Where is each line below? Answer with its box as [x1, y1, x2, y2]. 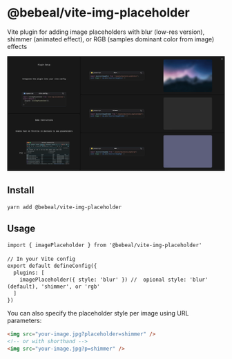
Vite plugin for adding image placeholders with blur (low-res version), [7, 28, 205, 36]
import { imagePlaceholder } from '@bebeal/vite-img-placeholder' [7, 242, 202, 249]
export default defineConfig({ [7, 262, 97, 270]
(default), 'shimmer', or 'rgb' [7, 283, 100, 291]
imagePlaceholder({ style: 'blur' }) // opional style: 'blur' [19, 276, 209, 284]
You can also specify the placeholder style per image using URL [7, 309, 189, 318]
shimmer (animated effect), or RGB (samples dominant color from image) [7, 35, 215, 43]
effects [7, 42, 28, 50]
